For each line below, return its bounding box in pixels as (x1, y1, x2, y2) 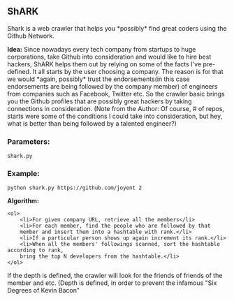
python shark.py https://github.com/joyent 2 (7, 184, 142, 191)
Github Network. (7, 31, 54, 40)
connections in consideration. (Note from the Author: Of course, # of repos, (7, 104, 225, 112)
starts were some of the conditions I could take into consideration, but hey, (7, 112, 223, 120)
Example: (7, 169, 40, 179)
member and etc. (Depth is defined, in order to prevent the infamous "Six (7, 279, 217, 287)
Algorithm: (7, 197, 40, 205)
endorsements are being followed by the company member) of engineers (7, 82, 218, 90)
